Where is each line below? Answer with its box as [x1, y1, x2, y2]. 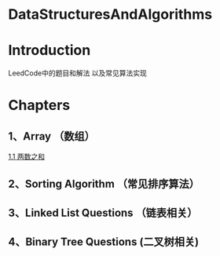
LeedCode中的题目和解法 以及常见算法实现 [8, 68, 148, 78]
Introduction [8, 42, 91, 60]
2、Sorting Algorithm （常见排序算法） [8, 177, 200, 190]
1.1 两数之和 [8, 152, 46, 162]
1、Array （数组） [8, 130, 96, 143]
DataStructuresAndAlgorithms [8, 5, 213, 24]
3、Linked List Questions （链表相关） [8, 206, 198, 219]
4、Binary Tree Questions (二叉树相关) [8, 236, 199, 249]
